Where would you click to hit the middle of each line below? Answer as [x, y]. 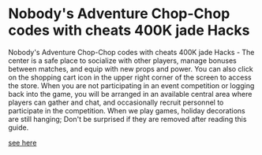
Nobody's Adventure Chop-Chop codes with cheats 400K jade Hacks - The [131, 52]
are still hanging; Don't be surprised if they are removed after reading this [127, 119]
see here [22, 142]
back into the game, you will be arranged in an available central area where [130, 94]
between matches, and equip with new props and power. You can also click [131, 68]
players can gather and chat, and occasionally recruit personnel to [116, 102]
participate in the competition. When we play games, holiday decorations [127, 110]
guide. [19, 127]
